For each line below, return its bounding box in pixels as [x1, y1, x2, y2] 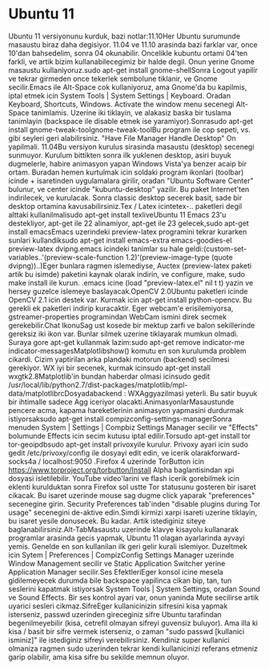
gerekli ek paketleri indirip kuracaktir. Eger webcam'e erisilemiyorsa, [8, 303, 234, 313]
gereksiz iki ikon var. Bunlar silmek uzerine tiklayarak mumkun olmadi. [8, 329, 239, 339]
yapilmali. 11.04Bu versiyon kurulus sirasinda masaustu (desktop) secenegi [8, 142, 255, 151]
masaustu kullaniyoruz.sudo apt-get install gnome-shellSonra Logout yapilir [8, 65, 258, 74]
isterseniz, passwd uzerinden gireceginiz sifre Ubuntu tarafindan [8, 609, 222, 619]
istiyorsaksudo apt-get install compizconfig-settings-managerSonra [8, 414, 232, 423]
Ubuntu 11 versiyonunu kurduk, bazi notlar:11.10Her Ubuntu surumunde [8, 31, 241, 41]
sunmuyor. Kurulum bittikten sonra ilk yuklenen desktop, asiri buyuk [8, 150, 232, 160]
